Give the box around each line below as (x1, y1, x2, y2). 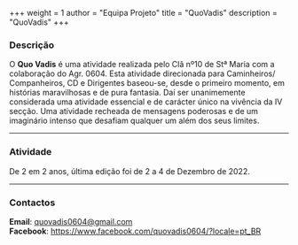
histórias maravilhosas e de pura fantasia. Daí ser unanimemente (9, 88, 246, 98)
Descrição (9, 39, 55, 51)
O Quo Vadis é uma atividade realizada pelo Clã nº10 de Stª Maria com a (9, 59, 275, 70)
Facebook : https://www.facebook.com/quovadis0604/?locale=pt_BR (9, 226, 262, 236)
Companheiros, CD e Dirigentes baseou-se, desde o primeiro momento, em (9, 78, 286, 88)
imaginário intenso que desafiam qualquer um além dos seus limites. (9, 115, 260, 126)
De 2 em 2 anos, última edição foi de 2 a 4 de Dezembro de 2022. (9, 165, 250, 176)
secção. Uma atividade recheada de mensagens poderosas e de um (9, 106, 259, 117)
